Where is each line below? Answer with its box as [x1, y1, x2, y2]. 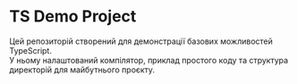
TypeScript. [9, 45, 52, 55]
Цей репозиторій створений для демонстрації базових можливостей [9, 36, 273, 46]
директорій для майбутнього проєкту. [9, 64, 155, 75]
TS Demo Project [9, 6, 137, 27]
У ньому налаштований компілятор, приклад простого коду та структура [9, 55, 289, 65]
